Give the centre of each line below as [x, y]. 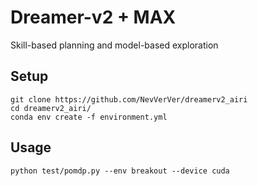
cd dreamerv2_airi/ [51, 108]
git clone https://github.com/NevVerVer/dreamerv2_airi [129, 99]
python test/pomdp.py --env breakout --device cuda [120, 171]
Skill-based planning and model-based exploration [114, 45]
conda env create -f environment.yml [89, 117]
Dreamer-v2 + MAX [93, 17]
